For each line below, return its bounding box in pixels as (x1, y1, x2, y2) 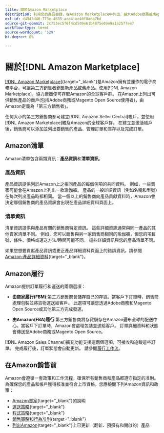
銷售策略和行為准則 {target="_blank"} (12, 416, 86, 422)
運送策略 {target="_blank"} (12, 404, 65, 409)
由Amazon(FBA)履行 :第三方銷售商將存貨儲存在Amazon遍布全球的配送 (12, 317, 153, 323)
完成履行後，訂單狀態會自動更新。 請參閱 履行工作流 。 (14, 345, 123, 351)
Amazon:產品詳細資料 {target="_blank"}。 (5, 254, 88, 260)
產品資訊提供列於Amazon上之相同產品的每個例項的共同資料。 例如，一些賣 (5, 181, 155, 187)
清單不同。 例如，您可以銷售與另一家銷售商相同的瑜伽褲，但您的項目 (18, 231, 156, 237)
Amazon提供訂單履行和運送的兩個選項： (5, 283, 86, 289)
